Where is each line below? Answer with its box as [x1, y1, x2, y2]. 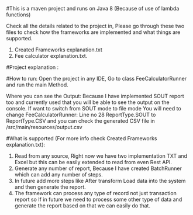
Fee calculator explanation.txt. [14, 53, 88, 59]
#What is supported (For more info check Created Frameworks [6, 135, 157, 142]
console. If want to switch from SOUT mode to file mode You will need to [6, 105, 181, 112]
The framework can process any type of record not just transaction [14, 190, 177, 196]
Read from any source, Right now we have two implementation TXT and [14, 152, 188, 159]
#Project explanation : [6, 64, 59, 71]
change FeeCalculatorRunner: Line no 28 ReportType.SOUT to [6, 111, 156, 118]
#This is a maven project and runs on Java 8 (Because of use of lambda [6, 5, 180, 12]
